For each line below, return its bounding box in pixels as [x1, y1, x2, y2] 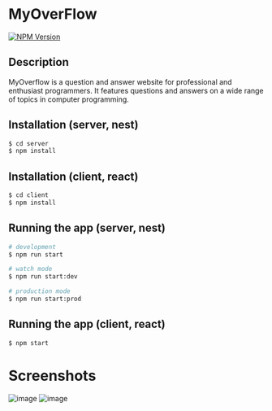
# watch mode [8, 265, 53, 273]
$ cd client [8, 191, 49, 199]
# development [8, 243, 57, 251]
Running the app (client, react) [8, 317, 166, 331]
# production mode [8, 287, 71, 295]
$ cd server [8, 139, 49, 147]
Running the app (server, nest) [8, 221, 166, 235]
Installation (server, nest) [8, 118, 139, 132]
